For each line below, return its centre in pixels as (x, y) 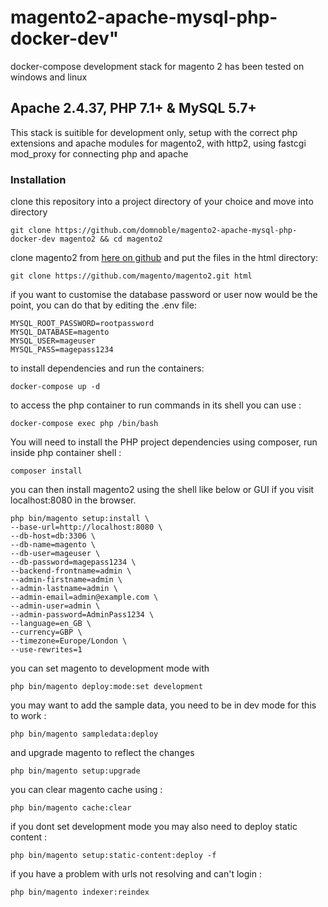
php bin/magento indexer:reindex (80, 892)
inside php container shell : (66, 453)
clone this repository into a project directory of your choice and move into (162, 202)
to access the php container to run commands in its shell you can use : (156, 405)
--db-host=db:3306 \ (53, 536)
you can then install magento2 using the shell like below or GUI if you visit (162, 490)
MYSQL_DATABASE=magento (60, 332)
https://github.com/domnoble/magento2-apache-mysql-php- (176, 231)
